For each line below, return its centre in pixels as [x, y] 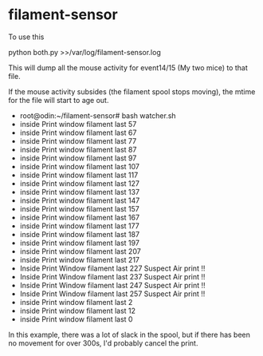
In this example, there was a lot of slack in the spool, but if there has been [130, 334]
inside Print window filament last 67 [78, 133]
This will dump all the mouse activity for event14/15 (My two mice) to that [128, 67]
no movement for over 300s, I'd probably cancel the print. [103, 343]
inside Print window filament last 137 [80, 192]
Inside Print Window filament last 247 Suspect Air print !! [112, 285]
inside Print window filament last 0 [76, 319]
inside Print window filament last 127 [80, 183]
